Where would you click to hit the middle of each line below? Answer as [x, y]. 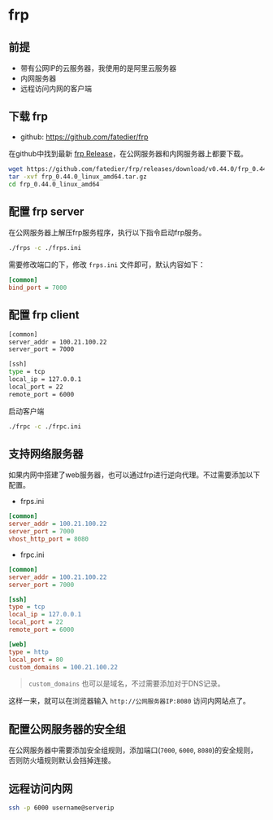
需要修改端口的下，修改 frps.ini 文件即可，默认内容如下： [107, 265]
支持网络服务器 [46, 454]
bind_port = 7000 [38, 287]
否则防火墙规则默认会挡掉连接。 [62, 761]
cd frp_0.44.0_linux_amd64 [54, 184]
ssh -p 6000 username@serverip [61, 808]
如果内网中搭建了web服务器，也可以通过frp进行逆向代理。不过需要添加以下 [134, 475]
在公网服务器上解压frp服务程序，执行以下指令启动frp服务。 [107, 233]
